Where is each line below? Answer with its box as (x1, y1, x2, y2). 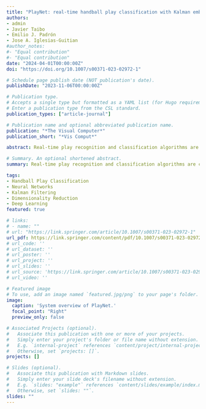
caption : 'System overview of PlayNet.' (12, 303, 116, 309)
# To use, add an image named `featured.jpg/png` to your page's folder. (6, 291, 199, 297)
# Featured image (6, 286, 51, 292)
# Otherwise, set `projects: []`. (6, 348, 100, 354)
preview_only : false (12, 314, 64, 321)
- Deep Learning (6, 201, 48, 207)
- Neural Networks (6, 183, 53, 190)
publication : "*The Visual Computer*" (6, 128, 105, 134)
